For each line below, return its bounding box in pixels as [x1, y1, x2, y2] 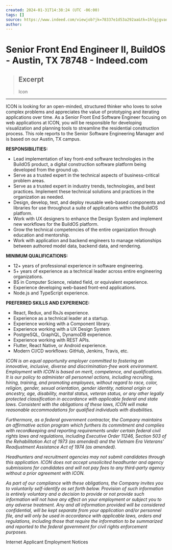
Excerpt [18, 75, 44, 83]
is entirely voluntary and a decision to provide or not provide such [6, 491, 144, 497]
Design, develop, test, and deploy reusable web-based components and [13, 199, 165, 205]
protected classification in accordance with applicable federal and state [6, 396, 158, 402]
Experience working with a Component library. [13, 321, 111, 327]
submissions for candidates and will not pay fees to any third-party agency [6, 464, 165, 471]
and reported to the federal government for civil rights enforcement [6, 523, 148, 530]
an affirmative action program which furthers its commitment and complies [6, 422, 165, 428]
